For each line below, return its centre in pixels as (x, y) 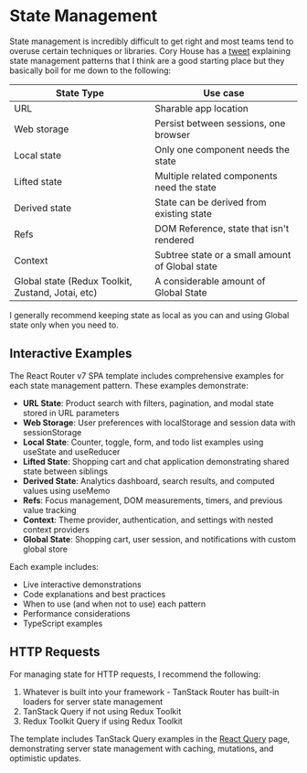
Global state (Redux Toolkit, (73, 281)
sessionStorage (52, 432)
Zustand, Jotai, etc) (56, 292)
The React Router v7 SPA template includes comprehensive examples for (147, 375)
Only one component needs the (222, 149)
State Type (80, 92)
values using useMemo (66, 490)
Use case (224, 92)
